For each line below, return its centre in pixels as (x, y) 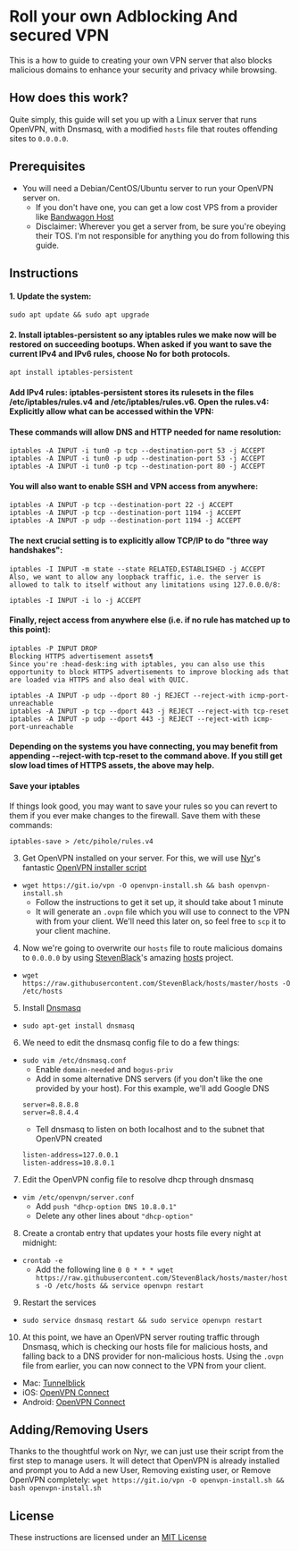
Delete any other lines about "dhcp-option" (114, 1216)
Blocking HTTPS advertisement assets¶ (81, 656)
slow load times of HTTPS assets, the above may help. (112, 766)
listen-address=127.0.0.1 (70, 1155)
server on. (41, 198)
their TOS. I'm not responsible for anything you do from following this (162, 235)
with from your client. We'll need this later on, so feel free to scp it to (161, 921)
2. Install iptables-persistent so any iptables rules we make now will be (143, 335)
